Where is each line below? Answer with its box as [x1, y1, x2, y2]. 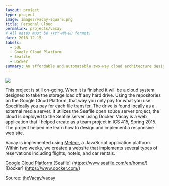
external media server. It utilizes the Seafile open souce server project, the [5, 108, 159, 114]
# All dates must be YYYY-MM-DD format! [5, 31, 92, 36]
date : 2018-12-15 [5, 36, 42, 41]
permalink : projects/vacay [5, 26, 62, 31]
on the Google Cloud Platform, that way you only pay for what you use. [5, 98, 152, 104]
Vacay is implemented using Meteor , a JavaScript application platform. [5, 140, 152, 146]
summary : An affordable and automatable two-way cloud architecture [5, 64, 152, 69]
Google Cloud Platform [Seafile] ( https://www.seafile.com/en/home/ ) [5, 160, 148, 166]
